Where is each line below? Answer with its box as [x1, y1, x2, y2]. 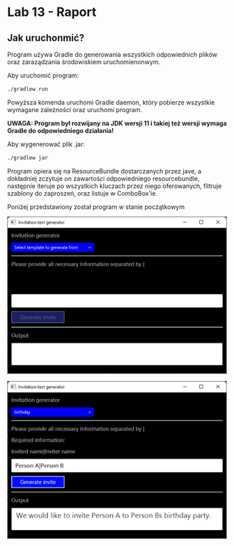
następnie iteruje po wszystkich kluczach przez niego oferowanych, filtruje [7, 182, 222, 190]
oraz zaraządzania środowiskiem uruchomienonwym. [7, 58, 161, 66]
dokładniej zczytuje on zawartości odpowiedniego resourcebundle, [7, 174, 200, 182]
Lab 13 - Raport [7, 4, 97, 20]
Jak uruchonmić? [7, 32, 85, 44]
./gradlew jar [7, 154, 49, 161]
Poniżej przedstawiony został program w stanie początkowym [7, 203, 185, 211]
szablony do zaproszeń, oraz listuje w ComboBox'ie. [7, 189, 158, 197]
